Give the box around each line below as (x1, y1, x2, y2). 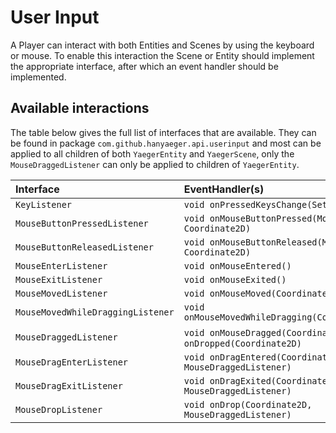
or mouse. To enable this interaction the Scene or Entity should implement (10, 49, 315, 61)
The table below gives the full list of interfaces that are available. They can (10, 126, 317, 138)
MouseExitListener (15, 274, 103, 285)
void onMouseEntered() (183, 260, 292, 271)
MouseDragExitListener (15, 380, 123, 391)
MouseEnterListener (15, 260, 108, 271)
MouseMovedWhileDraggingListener (15, 306, 175, 318)
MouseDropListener (15, 404, 103, 415)
